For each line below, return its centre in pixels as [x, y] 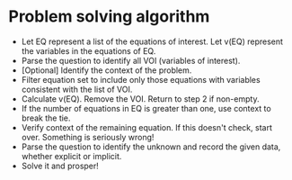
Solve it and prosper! [60, 166]
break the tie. [46, 118]
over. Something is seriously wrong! [88, 137]
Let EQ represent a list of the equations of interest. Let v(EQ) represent [152, 41]
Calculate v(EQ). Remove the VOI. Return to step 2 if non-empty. [140, 99]
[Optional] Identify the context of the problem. [106, 70]
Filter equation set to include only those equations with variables [141, 79]
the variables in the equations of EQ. [88, 50]
